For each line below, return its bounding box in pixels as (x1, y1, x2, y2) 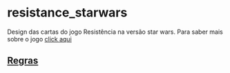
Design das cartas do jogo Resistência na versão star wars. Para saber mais (7, 28, 223, 36)
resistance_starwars (7, 5, 128, 21)
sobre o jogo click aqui (7, 34, 73, 43)
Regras (7, 55, 39, 67)
